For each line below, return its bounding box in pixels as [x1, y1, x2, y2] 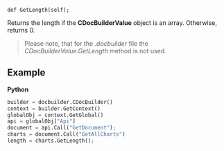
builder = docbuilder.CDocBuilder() [7, 98, 113, 105]
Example [7, 66, 46, 79]
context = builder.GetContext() [7, 105, 101, 112]
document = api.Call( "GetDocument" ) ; [7, 125, 117, 132]
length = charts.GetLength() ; [7, 137, 95, 145]
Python [7, 85, 29, 94]
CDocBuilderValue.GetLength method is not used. [24, 47, 166, 55]
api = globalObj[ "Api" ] [7, 118, 76, 125]
